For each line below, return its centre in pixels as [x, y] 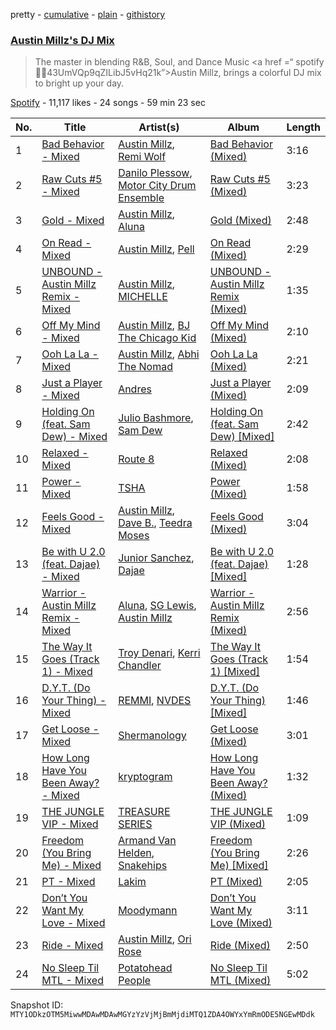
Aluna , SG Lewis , [157, 606]
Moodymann [148, 911]
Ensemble [141, 198]
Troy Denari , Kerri [159, 653]
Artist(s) [159, 127]
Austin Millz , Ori [155, 939]
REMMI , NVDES [155, 701]
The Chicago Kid [157, 338]
